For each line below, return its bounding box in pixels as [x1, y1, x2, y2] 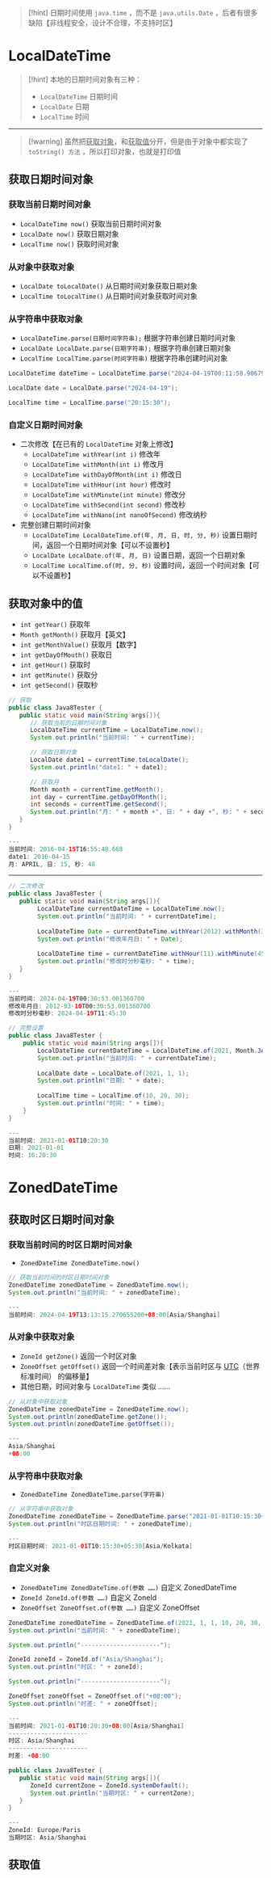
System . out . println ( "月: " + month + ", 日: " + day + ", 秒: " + [29, 808, 248, 816]
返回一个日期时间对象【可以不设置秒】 [46, 541, 174, 550]
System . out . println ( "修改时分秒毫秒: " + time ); [37, 958, 195, 966]
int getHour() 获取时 [19, 659, 91, 669]
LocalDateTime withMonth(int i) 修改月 [31, 460, 165, 469]
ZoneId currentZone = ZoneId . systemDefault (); [29, 1781, 190, 1789]
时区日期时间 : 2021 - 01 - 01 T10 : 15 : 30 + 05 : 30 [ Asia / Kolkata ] [8, 1542, 194, 1550]
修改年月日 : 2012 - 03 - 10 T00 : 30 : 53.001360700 [8, 1002, 151, 1010]
